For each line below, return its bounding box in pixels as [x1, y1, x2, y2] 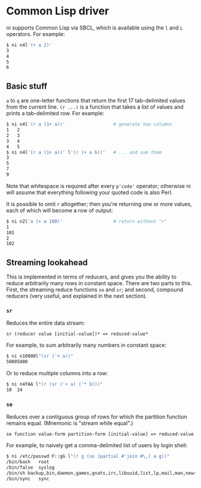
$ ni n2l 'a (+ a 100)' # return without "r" [6, 218, 167, 224]
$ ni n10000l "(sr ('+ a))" [6, 353, 74, 360]
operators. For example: [6, 30, 65, 37]
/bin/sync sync [6, 475, 50, 481]
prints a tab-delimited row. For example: [6, 110, 105, 117]
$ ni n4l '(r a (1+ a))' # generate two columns [6, 121, 172, 127]
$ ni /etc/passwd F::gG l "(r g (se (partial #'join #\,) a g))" [6, 453, 170, 460]
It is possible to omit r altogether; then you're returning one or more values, [6, 200, 193, 208]
